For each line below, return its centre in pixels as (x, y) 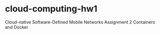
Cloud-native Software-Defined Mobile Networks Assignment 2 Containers (80, 22)
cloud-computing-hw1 (51, 9)
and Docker (17, 27)
